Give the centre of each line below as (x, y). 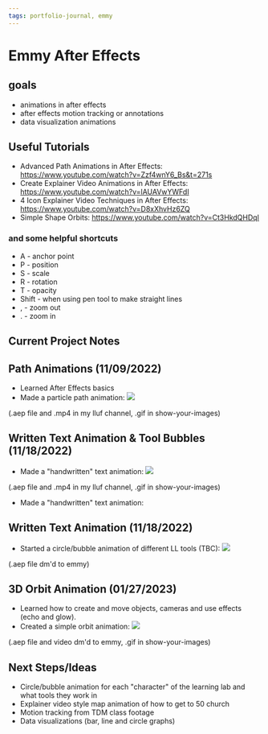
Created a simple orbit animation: (75, 627)
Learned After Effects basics (67, 388)
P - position (39, 264)
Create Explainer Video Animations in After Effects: (104, 183)
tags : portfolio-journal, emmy (61, 16)
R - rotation (39, 282)
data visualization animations (68, 122)
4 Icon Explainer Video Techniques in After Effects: (104, 200)
